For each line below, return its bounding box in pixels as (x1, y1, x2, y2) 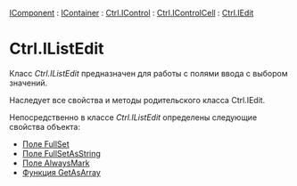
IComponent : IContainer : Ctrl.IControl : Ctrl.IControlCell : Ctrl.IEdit (9, 8, 254, 18)
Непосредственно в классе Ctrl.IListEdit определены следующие (9, 111, 258, 123)
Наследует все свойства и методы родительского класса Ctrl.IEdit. (9, 94, 266, 105)
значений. (9, 77, 48, 88)
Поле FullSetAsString (21, 148, 101, 158)
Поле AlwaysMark (21, 158, 90, 168)
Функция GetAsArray (21, 166, 101, 177)
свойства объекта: (9, 121, 80, 132)
